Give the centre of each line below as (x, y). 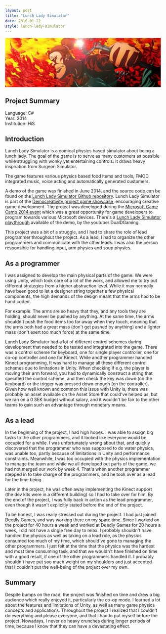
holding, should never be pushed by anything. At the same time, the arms (80, 317)
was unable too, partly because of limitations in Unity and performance (77, 453)
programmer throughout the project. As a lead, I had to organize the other (80, 237)
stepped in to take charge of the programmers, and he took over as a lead (80, 474)
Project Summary (33, 101)
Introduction (25, 139)
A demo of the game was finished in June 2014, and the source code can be (83, 191)
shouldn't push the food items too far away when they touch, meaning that (81, 322)
